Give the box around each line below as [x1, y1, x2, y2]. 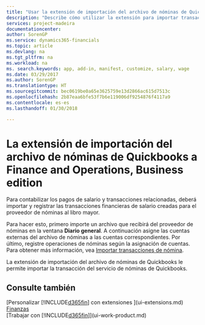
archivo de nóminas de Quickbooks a [6, 150, 198, 163]
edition [6, 176, 43, 190]
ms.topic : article [6, 43, 53, 49]
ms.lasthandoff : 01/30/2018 [6, 105, 78, 112]
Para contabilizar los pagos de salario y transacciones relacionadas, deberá [6, 196, 197, 203]
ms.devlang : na [6, 49, 45, 55]
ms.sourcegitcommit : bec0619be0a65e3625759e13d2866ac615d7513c [6, 88, 171, 95]
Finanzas [6, 305, 29, 313]
